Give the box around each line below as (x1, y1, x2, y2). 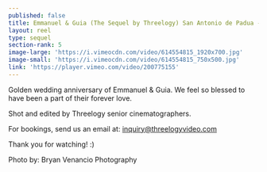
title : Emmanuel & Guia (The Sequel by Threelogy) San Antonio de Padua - (8, 19, 261, 27)
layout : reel (8, 26, 52, 34)
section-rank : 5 (8, 41, 62, 49)
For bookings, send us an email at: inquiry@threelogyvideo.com (8, 124, 217, 133)
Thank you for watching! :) (8, 140, 95, 149)
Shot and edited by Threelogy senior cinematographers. (8, 109, 192, 118)
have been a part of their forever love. (8, 93, 133, 103)
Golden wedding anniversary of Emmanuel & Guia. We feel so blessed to (8, 85, 246, 94)
